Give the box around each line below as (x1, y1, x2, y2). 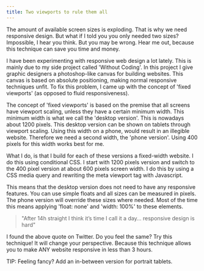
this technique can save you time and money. (6, 45, 120, 52)
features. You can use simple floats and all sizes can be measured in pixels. (6, 190, 197, 197)
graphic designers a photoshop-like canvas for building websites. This (6, 70, 183, 77)
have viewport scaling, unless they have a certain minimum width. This (6, 107, 184, 115)
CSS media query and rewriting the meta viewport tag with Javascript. (6, 172, 183, 179)
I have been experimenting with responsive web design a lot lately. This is (6, 57, 192, 64)
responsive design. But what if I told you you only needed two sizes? (6, 32, 179, 40)
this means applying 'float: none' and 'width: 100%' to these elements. (6, 203, 183, 210)
